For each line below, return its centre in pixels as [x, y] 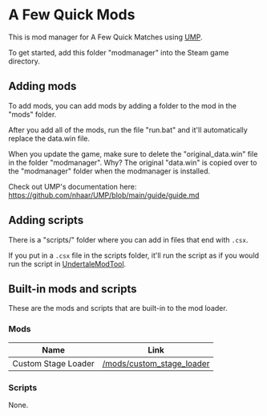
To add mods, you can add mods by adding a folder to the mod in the [122, 105]
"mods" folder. [32, 114]
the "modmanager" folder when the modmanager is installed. [109, 171]
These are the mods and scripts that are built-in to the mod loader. [118, 308]
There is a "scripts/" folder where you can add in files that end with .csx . [128, 239]
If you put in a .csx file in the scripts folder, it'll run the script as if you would [133, 255]
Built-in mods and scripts [73, 289]
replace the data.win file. [49, 138]
